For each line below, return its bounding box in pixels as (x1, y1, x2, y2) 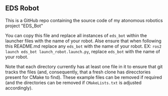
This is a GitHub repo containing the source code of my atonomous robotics (5, 17, 163, 23)
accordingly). (5, 85, 33, 91)
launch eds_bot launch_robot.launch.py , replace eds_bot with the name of (5, 48, 160, 54)
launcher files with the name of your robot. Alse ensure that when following (5, 38, 161, 44)
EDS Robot (5, 4, 39, 13)
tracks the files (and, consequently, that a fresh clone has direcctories (5, 69, 151, 75)
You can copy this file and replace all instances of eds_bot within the (5, 32, 147, 38)
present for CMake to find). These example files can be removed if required (5, 74, 162, 80)
